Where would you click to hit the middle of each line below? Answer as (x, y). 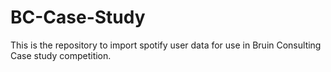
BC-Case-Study (78, 17)
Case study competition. (61, 55)
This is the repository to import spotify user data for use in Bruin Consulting (166, 45)
